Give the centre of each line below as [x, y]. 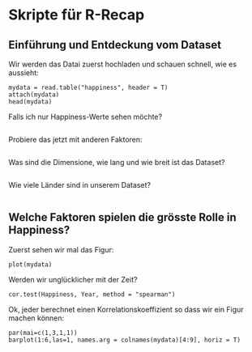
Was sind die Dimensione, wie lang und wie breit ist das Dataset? [117, 162]
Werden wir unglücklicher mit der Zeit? [73, 279]
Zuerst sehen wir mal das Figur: [61, 249]
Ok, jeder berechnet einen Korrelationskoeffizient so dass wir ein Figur [126, 309]
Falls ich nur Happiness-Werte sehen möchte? [85, 117]
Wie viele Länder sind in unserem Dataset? [80, 185]
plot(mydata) [30, 265]
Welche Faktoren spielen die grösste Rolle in [122, 217]
